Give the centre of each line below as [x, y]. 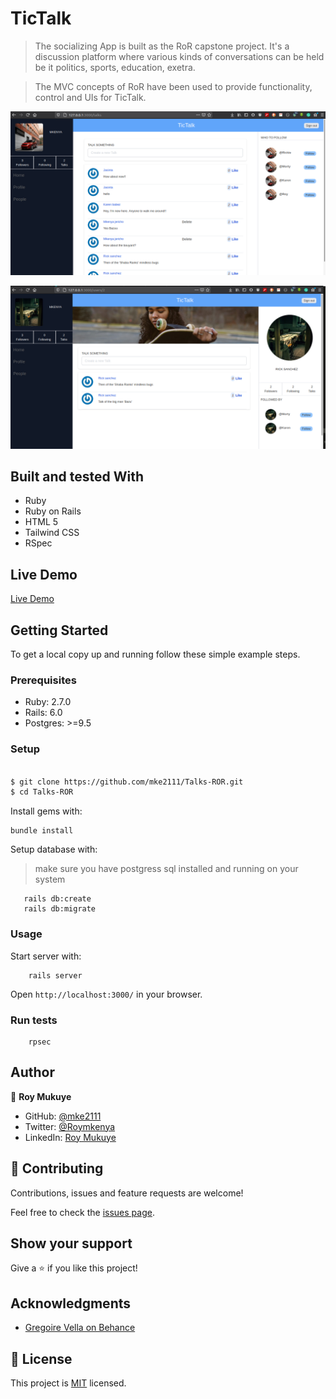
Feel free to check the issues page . [82, 1212]
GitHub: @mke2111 [63, 1116]
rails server [55, 975]
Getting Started [59, 630]
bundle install [42, 831]
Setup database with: [54, 849]
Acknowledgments [71, 1303]
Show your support [71, 1243]
